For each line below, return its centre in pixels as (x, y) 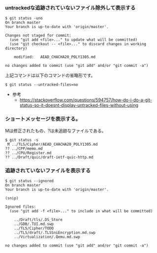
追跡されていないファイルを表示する (48, 170)
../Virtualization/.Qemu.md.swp (47, 237)
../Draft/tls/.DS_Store (38, 220)
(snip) (12, 198)
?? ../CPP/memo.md (24, 149)
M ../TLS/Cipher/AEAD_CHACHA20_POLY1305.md (52, 144)
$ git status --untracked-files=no (42, 85)
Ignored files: (21, 207)
